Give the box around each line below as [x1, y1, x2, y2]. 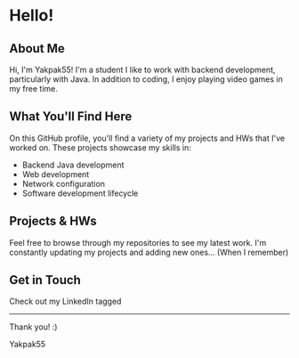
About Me [9, 41, 65, 56]
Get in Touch [9, 273, 82, 288]
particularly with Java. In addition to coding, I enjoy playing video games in [9, 74, 283, 85]
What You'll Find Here [9, 109, 133, 125]
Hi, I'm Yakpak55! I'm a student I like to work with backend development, [9, 64, 276, 75]
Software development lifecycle [21, 188, 139, 199]
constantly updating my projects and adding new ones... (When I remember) [9, 247, 289, 257]
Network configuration [21, 178, 105, 189]
